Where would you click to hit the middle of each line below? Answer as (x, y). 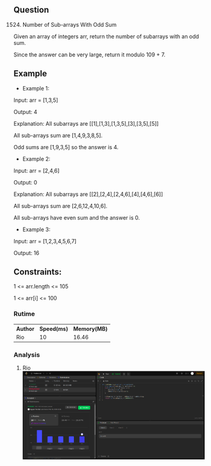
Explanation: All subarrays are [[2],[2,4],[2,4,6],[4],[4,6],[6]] (88, 194)
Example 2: (36, 159)
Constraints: (38, 272)
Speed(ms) (54, 329)
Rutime (25, 314)
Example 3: (36, 229)
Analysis (27, 354)
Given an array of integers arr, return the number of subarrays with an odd (106, 36)
